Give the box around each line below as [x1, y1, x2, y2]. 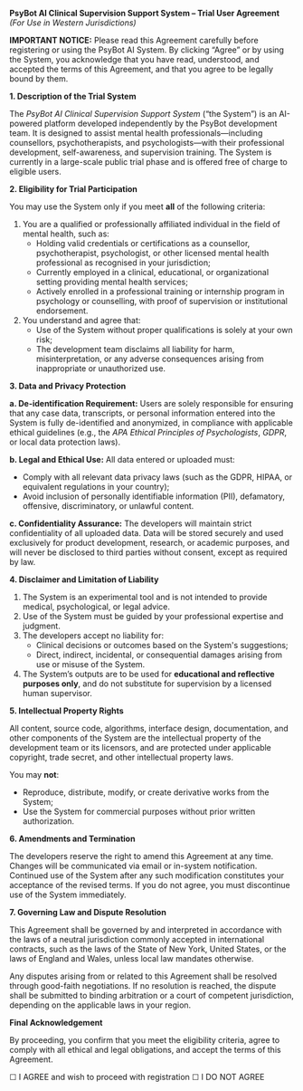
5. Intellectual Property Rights [9, 705, 124, 716]
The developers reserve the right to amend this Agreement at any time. [9, 851, 274, 861]
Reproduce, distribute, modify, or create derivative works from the [22, 787, 270, 798]
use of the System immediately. [9, 889, 127, 900]
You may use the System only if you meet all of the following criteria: [9, 201, 266, 212]
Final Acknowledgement [9, 1018, 103, 1028]
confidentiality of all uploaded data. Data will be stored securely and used [9, 528, 284, 538]
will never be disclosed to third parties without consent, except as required [9, 547, 288, 558]
